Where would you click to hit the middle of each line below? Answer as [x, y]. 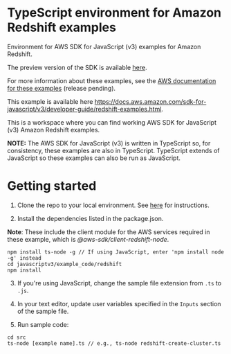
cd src [17, 337]
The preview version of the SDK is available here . [77, 67]
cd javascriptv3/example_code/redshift [65, 264]
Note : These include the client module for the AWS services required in [109, 232]
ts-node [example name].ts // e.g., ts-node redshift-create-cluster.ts [114, 343]
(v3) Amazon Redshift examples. [54, 130]
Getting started [52, 186]
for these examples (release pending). [62, 88]
